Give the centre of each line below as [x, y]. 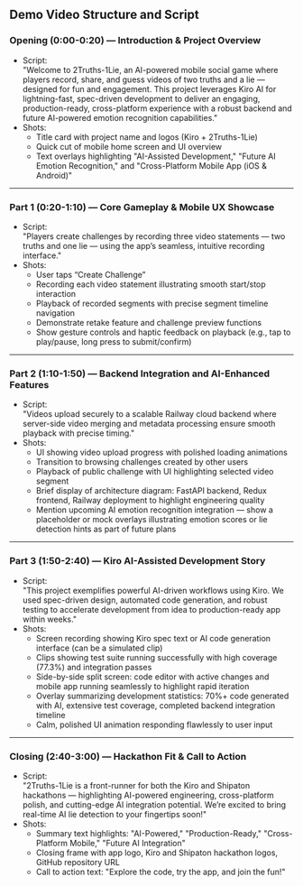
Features [29, 384]
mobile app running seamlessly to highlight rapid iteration [142, 686]
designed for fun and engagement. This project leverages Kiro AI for [149, 88]
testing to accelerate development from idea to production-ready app [151, 609]
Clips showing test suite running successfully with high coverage [156, 657]
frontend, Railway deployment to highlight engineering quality [150, 501]
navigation [55, 313]
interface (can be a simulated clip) [99, 648]
